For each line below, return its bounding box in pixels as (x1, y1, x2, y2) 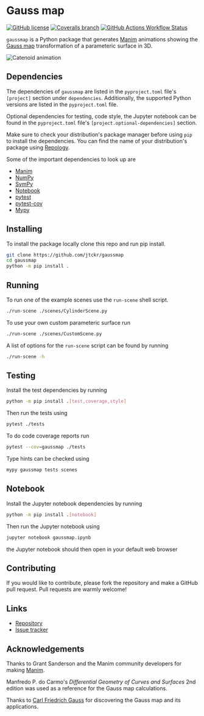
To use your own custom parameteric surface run (6, 319, 131, 326)
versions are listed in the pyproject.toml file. (6, 101, 118, 108)
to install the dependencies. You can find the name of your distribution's (6, 137, 188, 144)
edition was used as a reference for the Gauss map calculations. (6, 684, 167, 692)
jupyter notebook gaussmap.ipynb (6, 534, 91, 541)
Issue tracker (15, 626, 49, 634)
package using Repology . (6, 144, 70, 151)
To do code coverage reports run (6, 432, 90, 439)
